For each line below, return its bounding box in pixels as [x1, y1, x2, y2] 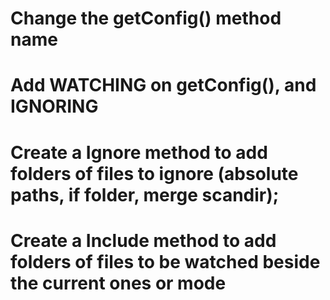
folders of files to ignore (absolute [10, 162, 299, 185]
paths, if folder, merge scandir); [10, 183, 280, 206]
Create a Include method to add [10, 229, 277, 252]
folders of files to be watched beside [10, 250, 321, 273]
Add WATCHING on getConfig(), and [10, 74, 317, 97]
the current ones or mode [10, 272, 227, 294]
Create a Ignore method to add [10, 141, 268, 164]
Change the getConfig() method [10, 7, 282, 30]
